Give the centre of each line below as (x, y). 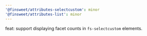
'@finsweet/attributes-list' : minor (43, 14)
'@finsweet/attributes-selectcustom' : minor (52, 10)
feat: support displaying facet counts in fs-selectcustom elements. (74, 28)
